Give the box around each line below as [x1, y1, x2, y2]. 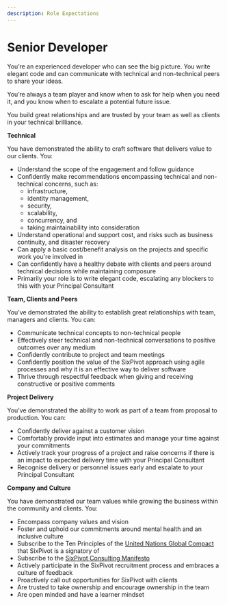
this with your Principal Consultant [16, 282, 114, 290]
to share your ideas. [7, 77, 64, 85]
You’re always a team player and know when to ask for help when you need [7, 90, 220, 98]
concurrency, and [27, 216, 77, 224]
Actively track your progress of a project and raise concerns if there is [16, 448, 215, 456]
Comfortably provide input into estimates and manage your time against [16, 434, 219, 442]
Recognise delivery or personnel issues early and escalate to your [16, 463, 204, 471]
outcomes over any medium [16, 343, 96, 351]
